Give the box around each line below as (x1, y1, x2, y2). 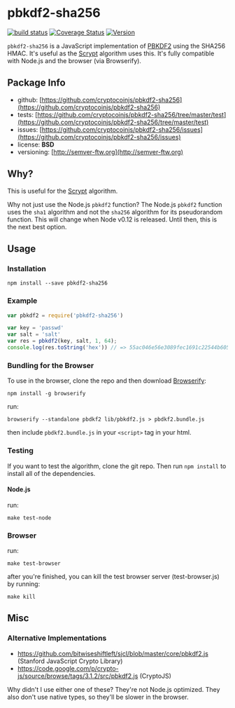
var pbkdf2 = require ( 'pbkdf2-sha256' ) (7, 312, 124, 319)
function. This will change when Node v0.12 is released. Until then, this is (7, 215, 218, 224)
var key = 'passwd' (7, 325, 64, 332)
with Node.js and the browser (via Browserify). (7, 56, 142, 64)
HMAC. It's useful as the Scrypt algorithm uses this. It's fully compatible (7, 49, 215, 57)
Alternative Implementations (7, 633, 107, 643)
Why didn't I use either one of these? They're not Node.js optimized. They (7, 685, 220, 693)
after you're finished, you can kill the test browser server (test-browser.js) (7, 573, 220, 581)
